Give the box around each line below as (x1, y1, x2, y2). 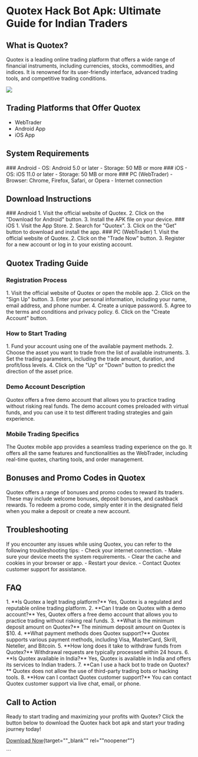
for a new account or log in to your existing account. (6, 241, 133, 248)
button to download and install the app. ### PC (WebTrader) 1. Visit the (6, 228, 179, 236)
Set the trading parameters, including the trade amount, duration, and (6, 355, 175, 362)
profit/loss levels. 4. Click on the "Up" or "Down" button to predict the (6, 362, 176, 369)
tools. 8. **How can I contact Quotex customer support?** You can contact (6, 674, 192, 681)
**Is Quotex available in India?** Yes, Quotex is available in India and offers (6, 655, 192, 662)
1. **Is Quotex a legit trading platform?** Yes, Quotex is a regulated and (6, 598, 183, 605)
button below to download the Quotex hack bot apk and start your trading (6, 719, 184, 726)
